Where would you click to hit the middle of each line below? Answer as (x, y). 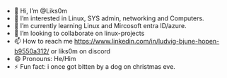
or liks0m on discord (81, 51)
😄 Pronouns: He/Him (45, 59)
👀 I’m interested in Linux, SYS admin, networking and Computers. (109, 18)
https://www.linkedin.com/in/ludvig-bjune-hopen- (147, 41)
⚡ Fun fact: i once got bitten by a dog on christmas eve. (94, 66)
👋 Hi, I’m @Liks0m (41, 11)
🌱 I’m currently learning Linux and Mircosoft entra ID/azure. (100, 26)
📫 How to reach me (43, 41)
